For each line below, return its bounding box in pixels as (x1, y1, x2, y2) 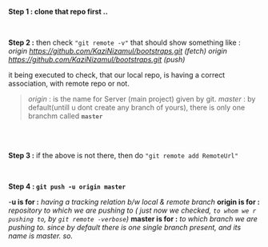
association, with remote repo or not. (8, 79, 130, 88)
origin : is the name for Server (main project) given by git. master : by (27, 94, 256, 103)
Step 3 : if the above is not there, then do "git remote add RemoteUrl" (8, 151, 238, 160)
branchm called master (27, 111, 103, 121)
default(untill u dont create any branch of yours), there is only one (27, 103, 246, 112)
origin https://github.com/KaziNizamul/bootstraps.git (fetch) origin (8, 46, 228, 55)
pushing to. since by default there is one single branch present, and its (8, 223, 242, 232)
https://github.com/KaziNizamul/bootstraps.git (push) (8, 55, 186, 64)
